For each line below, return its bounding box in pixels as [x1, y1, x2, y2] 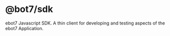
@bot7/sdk [5, 3, 53, 15]
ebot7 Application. [5, 25, 44, 31]
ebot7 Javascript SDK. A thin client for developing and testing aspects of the [5, 20, 165, 26]
